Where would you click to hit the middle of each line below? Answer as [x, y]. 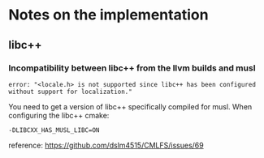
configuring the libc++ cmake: [59, 115]
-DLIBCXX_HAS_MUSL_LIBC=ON [54, 130]
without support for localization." [70, 92]
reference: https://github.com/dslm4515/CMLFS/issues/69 [106, 145]
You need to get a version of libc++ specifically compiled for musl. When [130, 106]
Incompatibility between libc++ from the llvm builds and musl [132, 68]
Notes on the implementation [108, 15]
